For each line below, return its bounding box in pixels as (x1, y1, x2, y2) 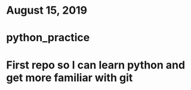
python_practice (6, 31, 90, 45)
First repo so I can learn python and (6, 58, 186, 72)
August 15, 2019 (6, 4, 88, 17)
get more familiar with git (6, 71, 133, 84)
